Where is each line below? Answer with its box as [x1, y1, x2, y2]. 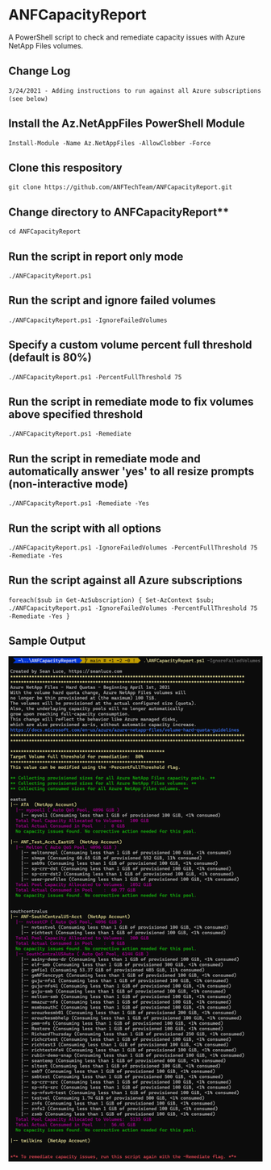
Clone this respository [8, 161, 123, 174]
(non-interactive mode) [8, 477, 129, 491]
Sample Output [8, 634, 86, 648]
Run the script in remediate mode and [8, 452, 201, 466]
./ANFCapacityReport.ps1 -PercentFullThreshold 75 [8, 373, 182, 381]
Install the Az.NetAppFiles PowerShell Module [8, 117, 245, 131]
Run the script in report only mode [8, 249, 184, 263]
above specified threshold [8, 407, 144, 421]
